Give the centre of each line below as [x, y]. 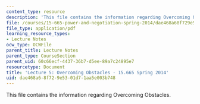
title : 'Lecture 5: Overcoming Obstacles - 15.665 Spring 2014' [87, 73]
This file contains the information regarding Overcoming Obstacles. [89, 95]
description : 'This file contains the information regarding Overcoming [98, 17]
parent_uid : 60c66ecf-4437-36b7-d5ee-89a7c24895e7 [70, 61]
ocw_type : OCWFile [29, 45]
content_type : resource [36, 12]
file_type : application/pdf [41, 28]
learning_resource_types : [38, 34]
